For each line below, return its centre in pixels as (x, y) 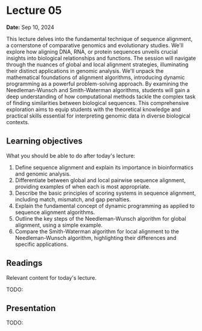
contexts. (18, 122)
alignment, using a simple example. (59, 225)
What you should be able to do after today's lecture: (71, 156)
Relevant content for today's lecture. (52, 277)
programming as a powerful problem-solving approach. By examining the (97, 84)
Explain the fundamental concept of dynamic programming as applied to (105, 206)
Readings (24, 263)
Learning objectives (45, 141)
